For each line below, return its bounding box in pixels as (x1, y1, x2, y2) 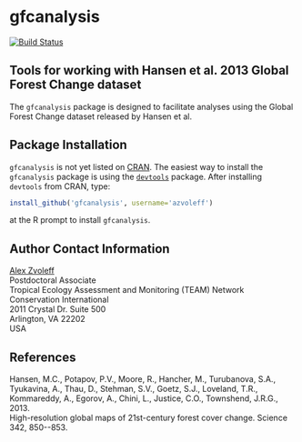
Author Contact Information (9, 241, 170, 256)
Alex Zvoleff (9, 266, 55, 276)
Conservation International (9, 294, 109, 306)
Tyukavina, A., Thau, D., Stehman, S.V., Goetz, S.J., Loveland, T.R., (9, 384, 258, 395)
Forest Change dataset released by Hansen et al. (9, 111, 193, 122)
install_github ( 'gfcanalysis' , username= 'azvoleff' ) (9, 198, 214, 207)
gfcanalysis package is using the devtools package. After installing (9, 171, 262, 182)
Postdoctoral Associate (9, 275, 97, 286)
